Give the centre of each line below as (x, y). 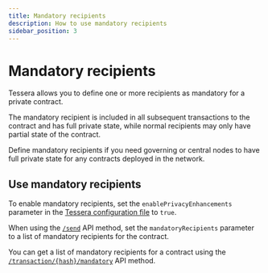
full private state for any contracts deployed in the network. (107, 159)
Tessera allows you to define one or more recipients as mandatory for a (127, 93)
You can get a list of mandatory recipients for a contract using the (118, 252)
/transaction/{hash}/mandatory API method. (82, 261)
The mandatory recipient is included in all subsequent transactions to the (129, 117)
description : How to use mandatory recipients (88, 23)
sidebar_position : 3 (43, 31)
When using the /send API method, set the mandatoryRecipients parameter (132, 228)
